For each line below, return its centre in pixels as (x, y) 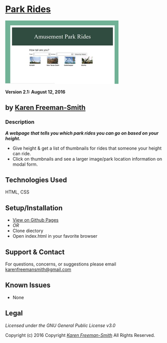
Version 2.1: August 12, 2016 (35, 92)
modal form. (25, 164)
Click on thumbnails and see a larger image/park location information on (87, 159)
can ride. (22, 153)
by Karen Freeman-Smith (46, 108)
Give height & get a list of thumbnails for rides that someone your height (87, 148)
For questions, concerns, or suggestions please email (61, 264)
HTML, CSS (17, 192)
